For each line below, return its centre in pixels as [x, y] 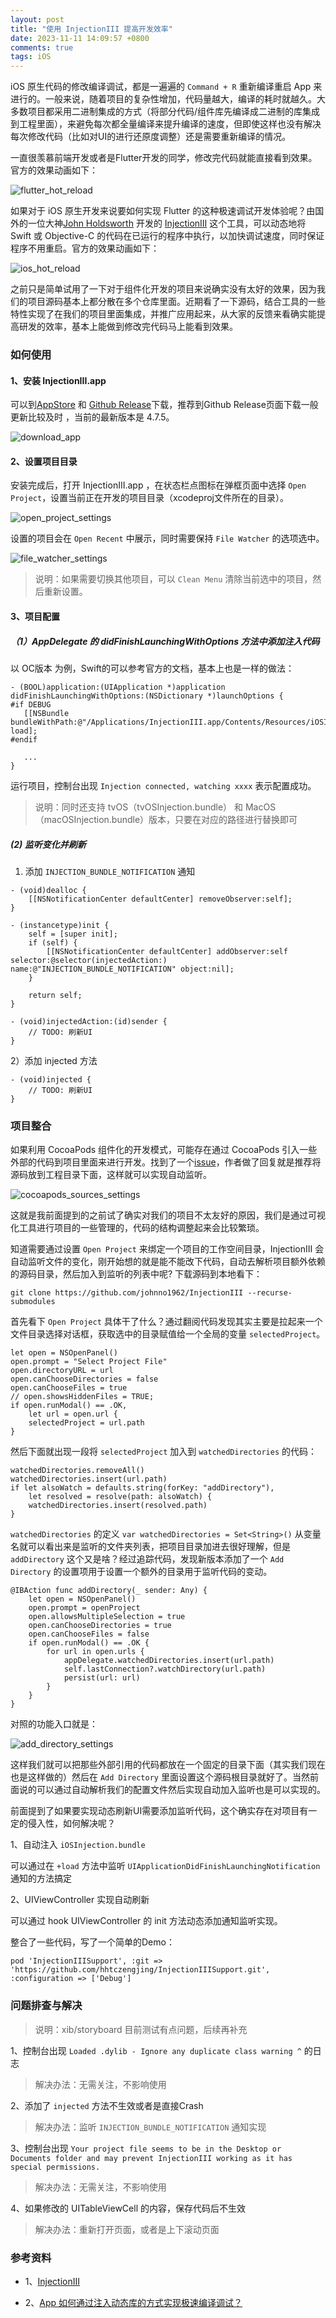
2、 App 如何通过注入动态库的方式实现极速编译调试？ [133, 2302]
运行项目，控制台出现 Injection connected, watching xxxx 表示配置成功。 [163, 786]
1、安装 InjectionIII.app [58, 380]
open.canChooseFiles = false [89, 1634]
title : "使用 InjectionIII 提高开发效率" [91, 29]
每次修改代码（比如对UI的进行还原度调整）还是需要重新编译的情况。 [151, 137]
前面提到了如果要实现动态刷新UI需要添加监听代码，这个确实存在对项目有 [159, 1811]
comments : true [42, 47]
